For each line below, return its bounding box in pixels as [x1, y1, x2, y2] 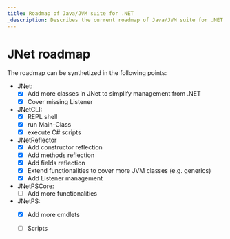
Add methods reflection [27, 151, 95, 159]
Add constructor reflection [27, 143, 103, 152]
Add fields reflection [27, 158, 85, 167]
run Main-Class [27, 120, 72, 128]
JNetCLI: [17, 105, 43, 114]
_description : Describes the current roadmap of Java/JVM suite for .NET [7, 17, 224, 23]
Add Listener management [27, 174, 103, 183]
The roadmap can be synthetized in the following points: [7, 69, 167, 77]
